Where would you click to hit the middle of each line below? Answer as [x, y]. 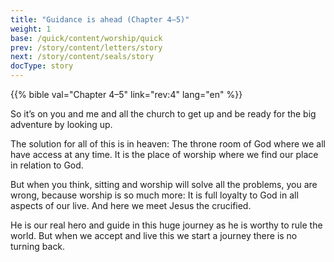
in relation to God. [47, 165]
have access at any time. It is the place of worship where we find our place [164, 154]
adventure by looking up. [61, 124]
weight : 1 [31, 29]
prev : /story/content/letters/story [86, 47]
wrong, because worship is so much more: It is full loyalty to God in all [154, 195]
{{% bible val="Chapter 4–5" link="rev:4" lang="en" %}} [126, 94]
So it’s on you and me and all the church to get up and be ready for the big [163, 114]
